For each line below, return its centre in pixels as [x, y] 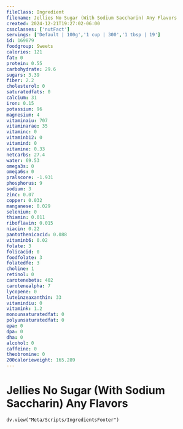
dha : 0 [15, 337]
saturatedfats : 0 [29, 92]
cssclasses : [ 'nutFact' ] [38, 29]
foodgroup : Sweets [30, 47]
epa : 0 [15, 326]
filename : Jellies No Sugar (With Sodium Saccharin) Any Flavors [91, 18]
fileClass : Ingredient [35, 12]
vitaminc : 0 [21, 132]
